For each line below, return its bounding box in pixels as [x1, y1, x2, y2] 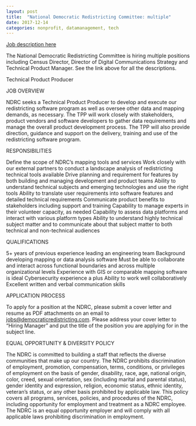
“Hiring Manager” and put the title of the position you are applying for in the [6, 322, 188, 329]
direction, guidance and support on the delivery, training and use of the [6, 130, 178, 137]
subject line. [6, 328, 36, 335]
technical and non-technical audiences [6, 227, 100, 234]
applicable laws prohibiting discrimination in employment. [6, 413, 145, 420]
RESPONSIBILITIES [6, 147, 52, 154]
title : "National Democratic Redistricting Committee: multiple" [6, 14, 171, 20]
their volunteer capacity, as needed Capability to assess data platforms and [6, 208, 188, 215]
